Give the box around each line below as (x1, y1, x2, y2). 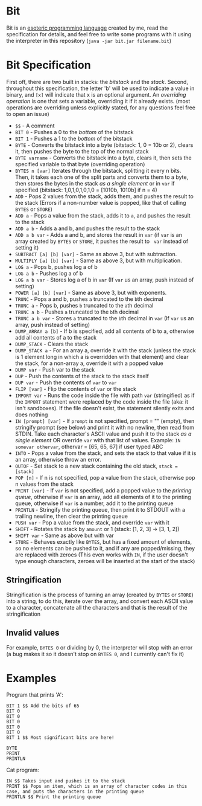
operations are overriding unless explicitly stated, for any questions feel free (6, 104, 196, 111)
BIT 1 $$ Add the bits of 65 (6, 703, 80, 709)
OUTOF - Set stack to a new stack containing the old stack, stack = (14, 462, 178, 469)
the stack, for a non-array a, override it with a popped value (14, 359, 164, 367)
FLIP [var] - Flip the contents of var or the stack (14, 385, 137, 392)
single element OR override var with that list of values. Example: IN (14, 436, 181, 443)
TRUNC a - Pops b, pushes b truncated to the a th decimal (14, 301, 154, 309)
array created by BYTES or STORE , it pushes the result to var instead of (14, 237, 189, 245)
